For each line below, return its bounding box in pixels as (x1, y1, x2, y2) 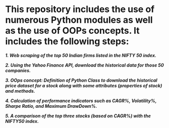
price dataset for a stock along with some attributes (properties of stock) (5, 82, 162, 89)
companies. (5, 67, 31, 74)
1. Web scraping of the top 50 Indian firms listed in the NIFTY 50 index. (5, 52, 156, 58)
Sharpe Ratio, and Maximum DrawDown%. (5, 103, 97, 109)
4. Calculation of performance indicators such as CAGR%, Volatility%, (5, 97, 157, 104)
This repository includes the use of (5, 4, 155, 15)
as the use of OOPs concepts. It (5, 25, 140, 36)
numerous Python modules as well (5, 14, 153, 26)
